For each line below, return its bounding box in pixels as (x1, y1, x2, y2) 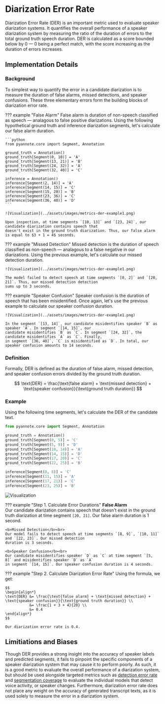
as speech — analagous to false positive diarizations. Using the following (5, 117, 154, 123)
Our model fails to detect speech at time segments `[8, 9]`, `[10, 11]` (5, 531, 160, 536)
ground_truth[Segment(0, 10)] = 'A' (5, 154, 80, 159)
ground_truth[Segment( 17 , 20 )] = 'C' (5, 456, 83, 461)
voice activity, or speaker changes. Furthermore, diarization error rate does (5, 682, 158, 688)
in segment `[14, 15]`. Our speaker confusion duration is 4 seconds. (5, 562, 153, 567)
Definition (5, 354, 30, 361)
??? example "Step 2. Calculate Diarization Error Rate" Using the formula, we (5, 570, 161, 576)
